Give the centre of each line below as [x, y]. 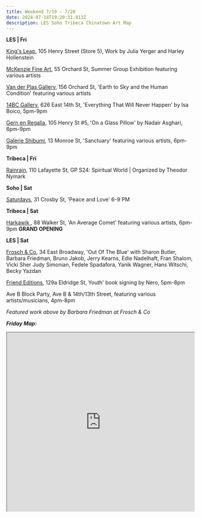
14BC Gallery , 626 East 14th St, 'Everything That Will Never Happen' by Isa [98, 105]
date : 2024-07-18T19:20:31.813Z [46, 17]
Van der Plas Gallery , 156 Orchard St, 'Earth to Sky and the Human [87, 87]
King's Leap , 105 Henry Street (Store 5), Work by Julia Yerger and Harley [95, 51]
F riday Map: [22, 324]
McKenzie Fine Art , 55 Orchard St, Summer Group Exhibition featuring [92, 69]
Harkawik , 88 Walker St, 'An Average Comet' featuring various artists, [92, 223]
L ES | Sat [17, 241]
